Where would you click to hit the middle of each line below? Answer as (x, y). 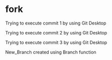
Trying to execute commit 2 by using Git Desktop (56, 32)
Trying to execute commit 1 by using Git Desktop (56, 23)
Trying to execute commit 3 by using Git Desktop (56, 42)
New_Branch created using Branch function (51, 52)
